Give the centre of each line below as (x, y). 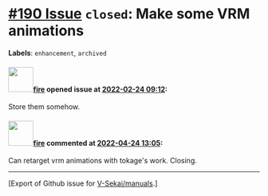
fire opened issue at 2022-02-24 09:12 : (100, 89)
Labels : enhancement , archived (57, 53)
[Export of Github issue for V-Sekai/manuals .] (83, 183)
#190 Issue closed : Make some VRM (129, 14)
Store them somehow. (44, 107)
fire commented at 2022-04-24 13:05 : (98, 143)
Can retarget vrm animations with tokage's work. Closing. (102, 161)
